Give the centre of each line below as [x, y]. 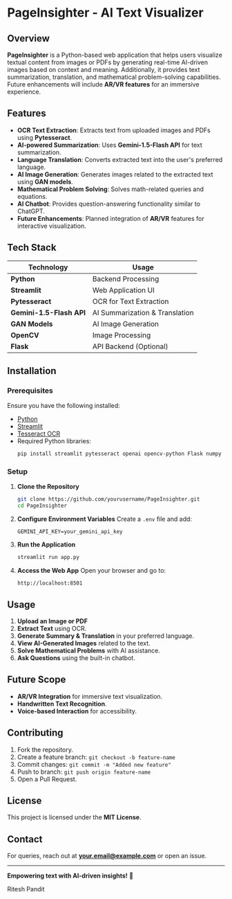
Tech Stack [32, 248]
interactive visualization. [51, 226]
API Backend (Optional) [130, 346]
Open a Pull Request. [47, 779]
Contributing [35, 733]
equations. [32, 196]
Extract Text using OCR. [52, 628]
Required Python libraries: [54, 441]
